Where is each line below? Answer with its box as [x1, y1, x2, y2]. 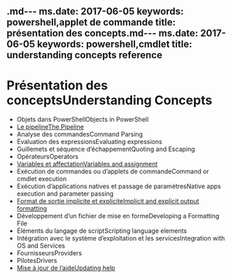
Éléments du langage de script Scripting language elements [16, 227, 187, 235]
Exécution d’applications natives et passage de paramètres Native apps [16, 182, 221, 191]
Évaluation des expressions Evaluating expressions [16, 138, 162, 146]
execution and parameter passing [16, 189, 114, 198]
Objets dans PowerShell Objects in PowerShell [16, 115, 149, 124]
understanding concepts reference [6, 49, 162, 62]
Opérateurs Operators [16, 152, 78, 161]
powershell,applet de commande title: [6, 17, 176, 29]
